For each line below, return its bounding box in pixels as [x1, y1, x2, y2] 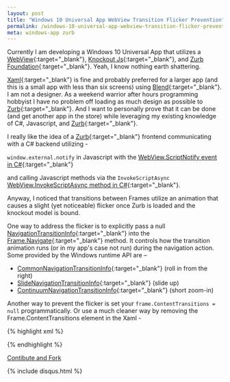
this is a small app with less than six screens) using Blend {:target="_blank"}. [7, 83, 222, 91]
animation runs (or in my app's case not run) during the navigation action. [7, 244, 214, 252]
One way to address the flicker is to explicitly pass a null [7, 222, 166, 230]
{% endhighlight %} [7, 340, 63, 349]
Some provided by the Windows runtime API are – [7, 251, 147, 259]
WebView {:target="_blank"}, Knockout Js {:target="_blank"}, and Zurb [7, 55, 204, 64]
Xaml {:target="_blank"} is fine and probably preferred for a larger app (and [7, 76, 218, 84]
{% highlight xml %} [7, 327, 64, 335]
